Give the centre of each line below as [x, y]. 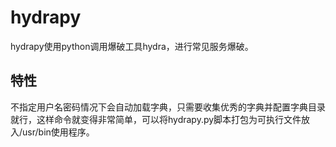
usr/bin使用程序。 [58, 132]
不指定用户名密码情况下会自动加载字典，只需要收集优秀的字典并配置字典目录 [168, 107]
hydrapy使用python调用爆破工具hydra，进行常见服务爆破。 [132, 46]
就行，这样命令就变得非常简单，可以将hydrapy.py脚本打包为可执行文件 [156, 119]
